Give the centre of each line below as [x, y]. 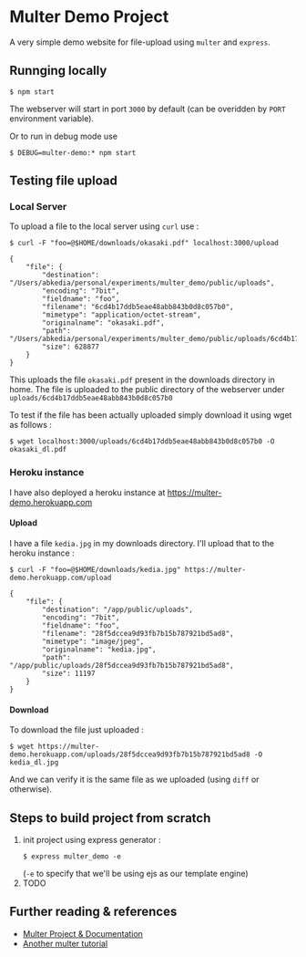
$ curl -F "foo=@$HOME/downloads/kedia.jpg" [95, 569]
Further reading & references [93, 912]
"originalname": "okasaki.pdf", [104, 323]
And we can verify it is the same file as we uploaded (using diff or [134, 780]
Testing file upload [64, 181]
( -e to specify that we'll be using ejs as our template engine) [135, 873]
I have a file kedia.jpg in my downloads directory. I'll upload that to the [142, 543]
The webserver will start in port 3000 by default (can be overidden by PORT [148, 109]
